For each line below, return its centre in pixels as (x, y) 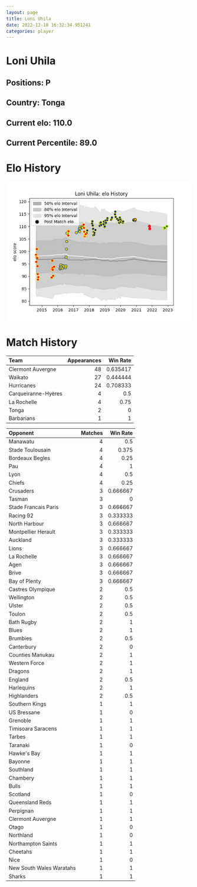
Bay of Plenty (25, 581)
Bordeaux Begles (29, 458)
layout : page (22, 12)
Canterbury (22, 646)
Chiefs (17, 482)
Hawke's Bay (24, 753)
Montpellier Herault (32, 532)
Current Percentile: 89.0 (52, 143)
